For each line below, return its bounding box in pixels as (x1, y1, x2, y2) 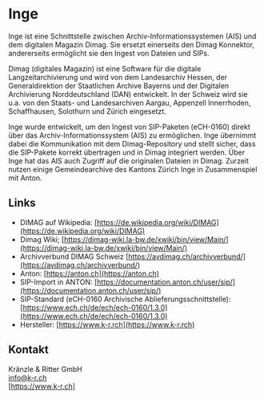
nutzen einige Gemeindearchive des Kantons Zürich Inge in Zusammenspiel (8, 164, 258, 174)
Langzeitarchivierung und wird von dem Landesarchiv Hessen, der (8, 72, 228, 82)
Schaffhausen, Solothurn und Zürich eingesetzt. (8, 106, 166, 116)
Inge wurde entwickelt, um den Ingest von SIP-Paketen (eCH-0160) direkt (8, 122, 250, 131)
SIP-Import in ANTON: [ (19, 277, 98, 287)
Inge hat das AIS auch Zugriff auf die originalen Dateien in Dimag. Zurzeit (8, 155, 250, 165)
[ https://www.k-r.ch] (8, 381, 76, 391)
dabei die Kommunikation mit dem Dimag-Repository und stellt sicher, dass (8, 139, 256, 148)
